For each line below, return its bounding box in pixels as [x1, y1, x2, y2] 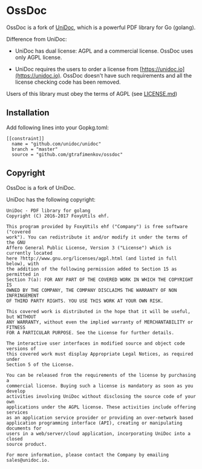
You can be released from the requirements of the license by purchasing [6, 372, 197, 378]
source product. [6, 441, 47, 447]
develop [6, 388, 26, 394]
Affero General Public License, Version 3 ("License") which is [6, 245, 172, 251]
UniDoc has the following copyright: [6, 195, 96, 203]
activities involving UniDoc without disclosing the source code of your [6, 393, 197, 399]
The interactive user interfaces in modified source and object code [6, 340, 186, 346]
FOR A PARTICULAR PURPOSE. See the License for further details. [6, 329, 174, 336]
